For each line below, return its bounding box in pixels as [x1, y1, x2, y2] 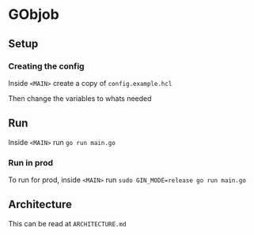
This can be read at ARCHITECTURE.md [8, 218, 127, 228]
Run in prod [8, 157, 54, 168]
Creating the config [8, 61, 85, 72]
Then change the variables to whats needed [8, 93, 152, 103]
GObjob [8, 6, 59, 24]
